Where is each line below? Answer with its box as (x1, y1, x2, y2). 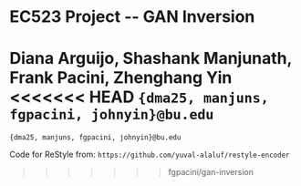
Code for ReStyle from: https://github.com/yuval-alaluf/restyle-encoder (9, 149, 290, 160)
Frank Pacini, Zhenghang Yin (9, 67, 233, 88)
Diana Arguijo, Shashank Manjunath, (9, 48, 293, 69)
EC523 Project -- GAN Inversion (9, 6, 255, 27)
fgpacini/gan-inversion (168, 167, 254, 178)
